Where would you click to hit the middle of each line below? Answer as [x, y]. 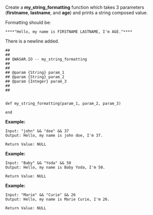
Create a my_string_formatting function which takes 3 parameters [75, 7]
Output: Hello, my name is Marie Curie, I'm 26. [58, 199]
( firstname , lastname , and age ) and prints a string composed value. [76, 13]
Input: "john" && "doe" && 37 [37, 131]
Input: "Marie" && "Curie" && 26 [41, 195]
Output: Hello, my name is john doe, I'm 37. [54, 136]
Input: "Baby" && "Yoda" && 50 [38, 163]
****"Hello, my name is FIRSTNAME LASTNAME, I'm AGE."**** [69, 32]
